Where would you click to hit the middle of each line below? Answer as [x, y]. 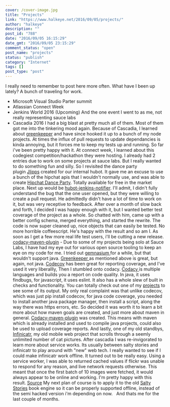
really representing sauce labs [44, 117]
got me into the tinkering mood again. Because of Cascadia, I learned [85, 128]
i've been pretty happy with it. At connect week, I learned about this [83, 150]
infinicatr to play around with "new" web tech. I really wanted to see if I [87, 350]
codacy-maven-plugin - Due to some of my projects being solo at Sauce [88, 242]
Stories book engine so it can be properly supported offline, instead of [86, 388]
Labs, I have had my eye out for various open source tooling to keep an [87, 247]
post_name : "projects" [29, 52]
